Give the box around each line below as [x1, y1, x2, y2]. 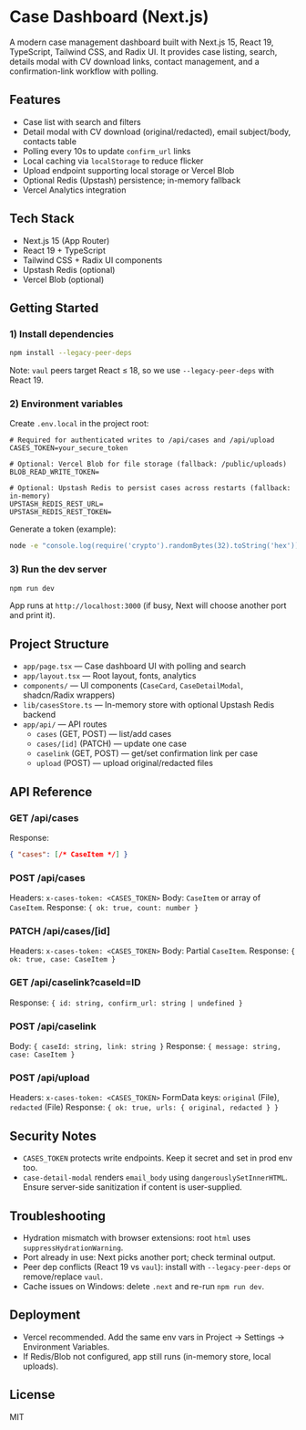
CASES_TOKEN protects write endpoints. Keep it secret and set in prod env [22, 1152, 293, 1163]
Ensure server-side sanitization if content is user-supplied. [22, 1182, 243, 1193]
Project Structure [9, 636, 109, 652]
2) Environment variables [9, 397, 124, 410]
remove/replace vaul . [22, 1271, 103, 1282]
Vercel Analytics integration [22, 184, 127, 195]
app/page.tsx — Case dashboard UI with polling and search [22, 660, 246, 672]
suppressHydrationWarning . [22, 1242, 124, 1253]
